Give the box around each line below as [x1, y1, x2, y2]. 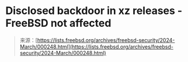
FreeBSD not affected [5, 16, 112, 30]
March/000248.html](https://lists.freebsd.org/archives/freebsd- [19, 43, 173, 50]
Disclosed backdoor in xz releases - [5, 4, 183, 18]
